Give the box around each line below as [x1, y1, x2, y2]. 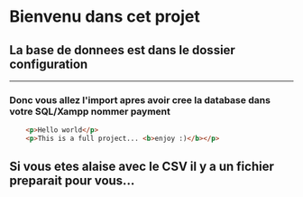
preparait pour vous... [9, 174, 135, 189]
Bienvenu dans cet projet [9, 6, 200, 27]
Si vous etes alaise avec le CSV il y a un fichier [9, 159, 275, 174]
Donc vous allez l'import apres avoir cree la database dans [9, 93, 271, 106]
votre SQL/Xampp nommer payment [9, 105, 171, 117]
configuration [9, 56, 88, 71]
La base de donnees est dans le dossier [9, 42, 236, 58]
